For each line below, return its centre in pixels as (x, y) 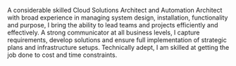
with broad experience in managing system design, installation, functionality (118, 18)
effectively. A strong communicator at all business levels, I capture (104, 32)
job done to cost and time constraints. (62, 55)
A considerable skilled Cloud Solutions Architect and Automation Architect (115, 10)
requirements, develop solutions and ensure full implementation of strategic (117, 40)
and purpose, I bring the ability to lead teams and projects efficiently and (113, 25)
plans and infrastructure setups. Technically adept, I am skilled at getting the (118, 47)
